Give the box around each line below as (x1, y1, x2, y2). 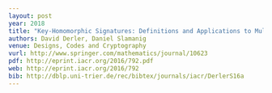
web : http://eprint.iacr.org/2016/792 (8, 65, 139, 73)
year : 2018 (8, 19, 45, 27)
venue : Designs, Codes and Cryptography (8, 42, 147, 50)
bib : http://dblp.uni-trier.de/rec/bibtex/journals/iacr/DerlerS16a (8, 72, 244, 80)
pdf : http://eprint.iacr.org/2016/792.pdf (8, 57, 154, 66)
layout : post (8, 11, 53, 20)
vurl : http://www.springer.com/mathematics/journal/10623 (8, 49, 208, 57)
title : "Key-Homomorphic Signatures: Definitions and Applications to (8, 27, 252, 35)
